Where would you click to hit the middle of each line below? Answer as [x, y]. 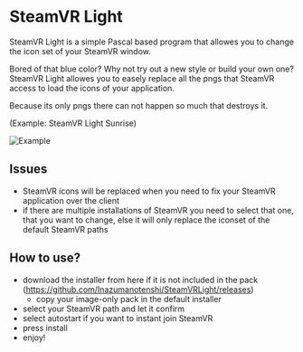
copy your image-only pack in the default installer [128, 299]
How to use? [45, 258]
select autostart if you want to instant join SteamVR [118, 318]
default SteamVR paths [65, 229]
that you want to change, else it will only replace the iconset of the [146, 220]
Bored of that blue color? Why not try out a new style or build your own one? [151, 69]
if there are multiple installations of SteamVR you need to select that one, [158, 210]
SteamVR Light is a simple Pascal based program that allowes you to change [151, 42]
